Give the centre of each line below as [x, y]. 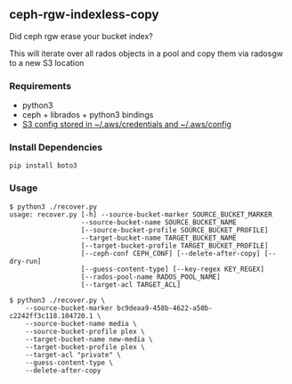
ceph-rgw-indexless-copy [84, 15]
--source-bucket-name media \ [81, 323]
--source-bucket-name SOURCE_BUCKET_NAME [159, 222]
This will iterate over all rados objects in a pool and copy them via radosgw [146, 53]
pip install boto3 [43, 166]
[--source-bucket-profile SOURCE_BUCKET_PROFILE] [174, 230]
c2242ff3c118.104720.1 [51, 315]
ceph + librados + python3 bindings [88, 115]
